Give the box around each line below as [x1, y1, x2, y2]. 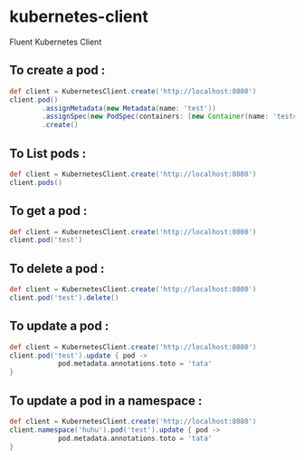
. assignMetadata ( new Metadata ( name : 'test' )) [42, 103, 217, 113]
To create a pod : [9, 63, 106, 78]
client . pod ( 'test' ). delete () [9, 293, 119, 302]
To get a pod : [9, 203, 88, 219]
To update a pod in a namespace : [9, 393, 203, 408]
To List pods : [9, 145, 87, 161]
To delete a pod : [9, 260, 105, 276]
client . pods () [9, 178, 63, 187]
